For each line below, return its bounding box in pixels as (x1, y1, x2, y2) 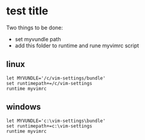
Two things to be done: (6, 24, 64, 31)
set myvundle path (14, 35, 61, 42)
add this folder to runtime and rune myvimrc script (14, 42, 140, 49)
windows (6, 102, 41, 112)
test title (6, 4, 49, 18)
